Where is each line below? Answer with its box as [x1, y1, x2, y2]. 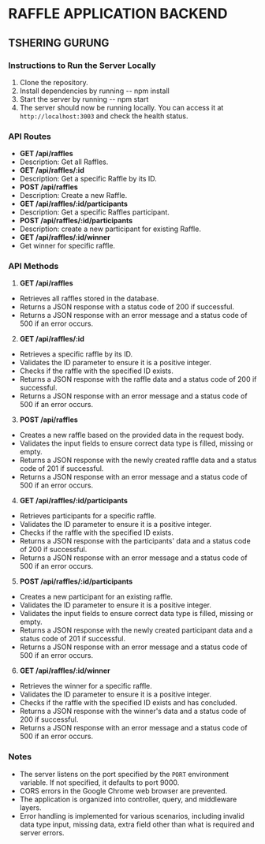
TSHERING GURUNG [8, 36, 110, 50]
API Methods [8, 261, 59, 272]
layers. [19, 802, 42, 812]
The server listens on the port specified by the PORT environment [19, 769, 229, 779]
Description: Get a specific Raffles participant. [19, 207, 170, 217]
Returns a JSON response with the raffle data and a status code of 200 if [19, 375, 257, 384]
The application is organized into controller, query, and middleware [19, 794, 237, 804]
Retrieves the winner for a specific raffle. [19, 682, 152, 691]
